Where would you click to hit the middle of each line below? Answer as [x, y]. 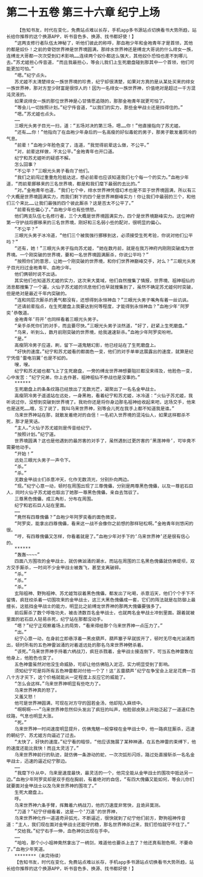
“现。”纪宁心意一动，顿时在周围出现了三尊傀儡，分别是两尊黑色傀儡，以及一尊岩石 [101, 486]
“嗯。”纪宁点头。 [32, 75]
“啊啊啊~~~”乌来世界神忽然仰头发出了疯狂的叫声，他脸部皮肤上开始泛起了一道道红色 [105, 709]
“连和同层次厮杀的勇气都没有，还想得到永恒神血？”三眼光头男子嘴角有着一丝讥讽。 [103, 300]
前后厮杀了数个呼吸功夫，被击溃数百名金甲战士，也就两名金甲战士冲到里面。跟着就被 [105, 613]
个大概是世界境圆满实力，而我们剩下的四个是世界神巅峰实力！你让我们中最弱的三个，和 [99, 197]
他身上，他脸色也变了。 [31, 658]
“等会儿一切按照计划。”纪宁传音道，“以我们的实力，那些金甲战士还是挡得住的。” [99, 107]
